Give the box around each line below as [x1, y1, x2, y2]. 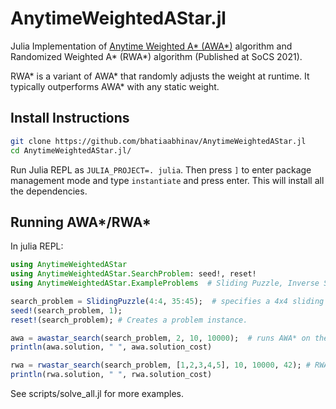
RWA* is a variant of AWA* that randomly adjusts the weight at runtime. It [10, 70, 310, 82]
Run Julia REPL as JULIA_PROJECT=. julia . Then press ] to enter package [10, 163, 312, 176]
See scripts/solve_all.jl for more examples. [10, 388, 184, 400]
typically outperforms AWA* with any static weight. [10, 80, 220, 92]
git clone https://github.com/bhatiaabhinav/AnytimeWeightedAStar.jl [10, 136, 307, 146]
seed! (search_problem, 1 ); [10, 305, 123, 316]
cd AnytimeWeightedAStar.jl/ [10, 145, 132, 156]
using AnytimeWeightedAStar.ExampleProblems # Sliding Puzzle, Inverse [10, 278, 320, 289]
